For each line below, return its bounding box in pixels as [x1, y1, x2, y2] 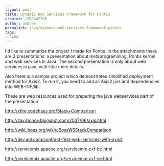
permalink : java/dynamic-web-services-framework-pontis [5, 26, 121, 30]
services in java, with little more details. [5, 63, 85, 69]
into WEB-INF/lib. [5, 83, 40, 89]
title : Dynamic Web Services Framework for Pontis [5, 12, 111, 17]
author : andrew [5, 21, 36, 26]
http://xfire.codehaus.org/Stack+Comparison [5, 108, 96, 113]
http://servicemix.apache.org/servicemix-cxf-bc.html [5, 146, 113, 152]
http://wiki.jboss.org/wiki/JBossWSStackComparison [5, 127, 112, 133]
